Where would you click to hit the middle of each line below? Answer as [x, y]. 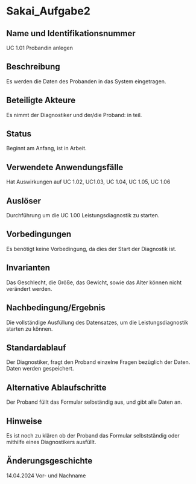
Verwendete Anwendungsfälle [65, 167]
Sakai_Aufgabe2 [48, 11]
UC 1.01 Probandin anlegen [40, 48]
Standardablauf [36, 347]
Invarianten [28, 268]
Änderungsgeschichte [49, 461]
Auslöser [24, 201]
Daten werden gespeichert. [40, 369]
